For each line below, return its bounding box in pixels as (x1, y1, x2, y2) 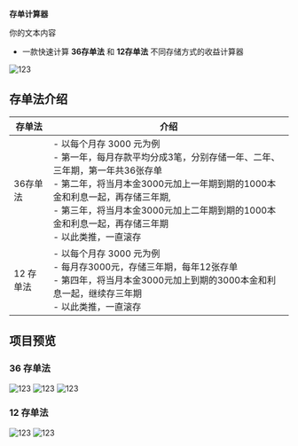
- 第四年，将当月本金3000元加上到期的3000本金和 (52, 274, 268, 286)
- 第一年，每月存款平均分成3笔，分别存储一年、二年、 (52, 151, 281, 163)
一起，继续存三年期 (61, 287, 143, 300)
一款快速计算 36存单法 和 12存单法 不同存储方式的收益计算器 (21, 46, 244, 57)
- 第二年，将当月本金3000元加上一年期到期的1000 (52, 177, 268, 190)
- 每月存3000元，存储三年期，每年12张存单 (52, 261, 238, 273)
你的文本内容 (9, 27, 56, 38)
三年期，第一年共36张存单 (52, 164, 162, 176)
